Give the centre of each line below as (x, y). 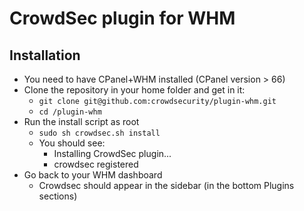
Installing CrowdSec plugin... (112, 153)
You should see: (72, 143)
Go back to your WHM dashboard (93, 175)
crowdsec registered (96, 164)
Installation (45, 55)
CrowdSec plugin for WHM (122, 18)
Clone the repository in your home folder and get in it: (134, 90)
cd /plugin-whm (70, 112)
